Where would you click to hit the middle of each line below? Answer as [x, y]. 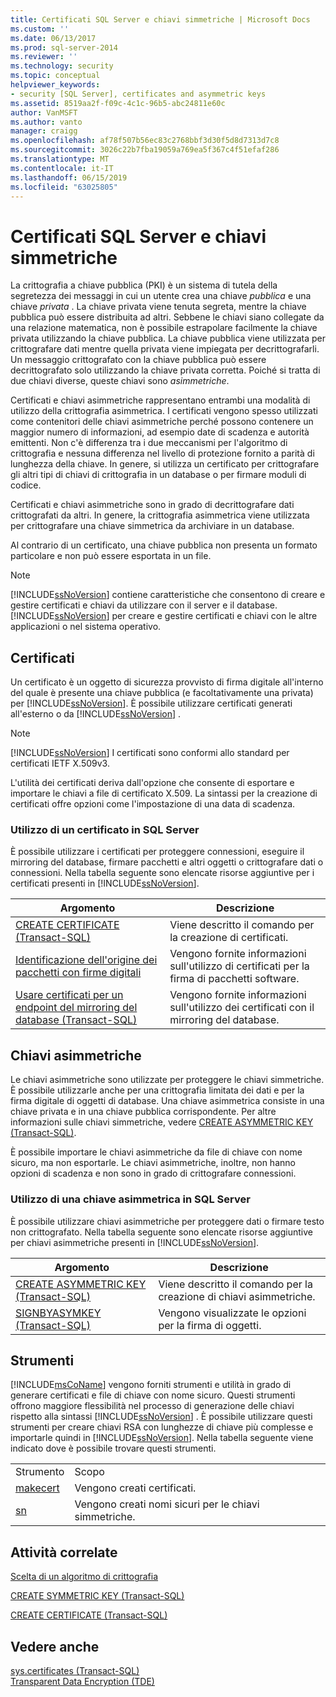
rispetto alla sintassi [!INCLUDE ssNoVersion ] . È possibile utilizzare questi [161, 1417]
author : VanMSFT [44, 112]
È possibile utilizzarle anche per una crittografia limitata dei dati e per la [157, 1090]
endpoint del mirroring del [76, 1008]
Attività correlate [64, 1552]
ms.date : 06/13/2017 [53, 38]
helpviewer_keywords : [55, 85]
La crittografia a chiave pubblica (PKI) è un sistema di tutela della [144, 285]
